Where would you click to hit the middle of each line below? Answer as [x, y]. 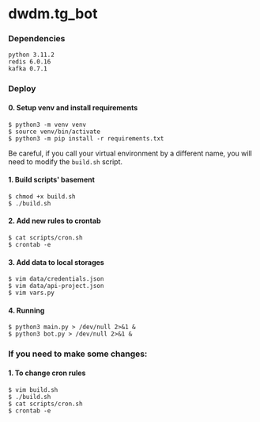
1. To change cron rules [47, 373]
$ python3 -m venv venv [47, 125]
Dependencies [37, 39]
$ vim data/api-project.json [56, 286]
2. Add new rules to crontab [55, 221]
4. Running [26, 310]
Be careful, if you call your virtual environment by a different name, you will [130, 153]
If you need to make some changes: [78, 354]
